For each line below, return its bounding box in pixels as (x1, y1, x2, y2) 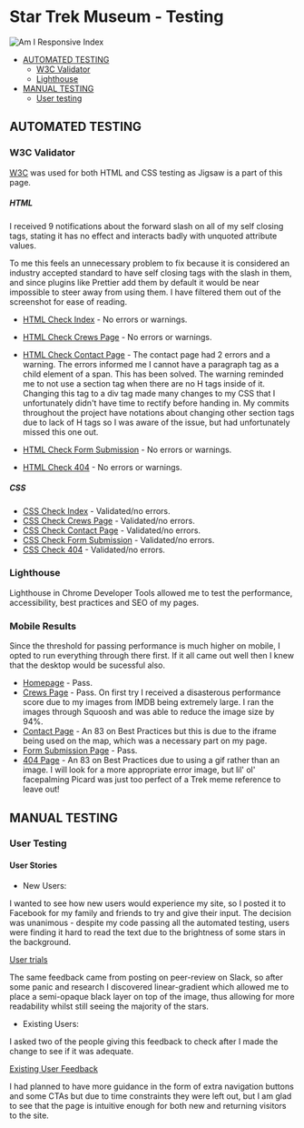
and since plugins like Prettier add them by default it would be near (9, 277, 260, 287)
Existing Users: (22, 1018, 80, 1029)
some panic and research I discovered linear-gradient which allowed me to (9, 981, 289, 992)
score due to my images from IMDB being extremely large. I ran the (22, 697, 274, 708)
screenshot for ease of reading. (9, 296, 128, 307)
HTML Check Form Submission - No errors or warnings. (22, 444, 232, 455)
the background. (9, 936, 72, 947)
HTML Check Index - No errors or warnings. (22, 314, 188, 325)
